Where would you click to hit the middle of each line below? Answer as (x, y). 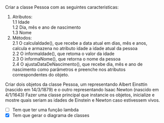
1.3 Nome (22, 32)
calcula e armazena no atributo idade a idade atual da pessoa (75, 48)
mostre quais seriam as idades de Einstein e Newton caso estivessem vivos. (82, 100)
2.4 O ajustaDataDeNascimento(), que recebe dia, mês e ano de (77, 64)
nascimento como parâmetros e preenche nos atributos (69, 69)
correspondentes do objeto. (41, 75)
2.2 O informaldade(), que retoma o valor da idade (63, 54)
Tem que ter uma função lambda (45, 110)
